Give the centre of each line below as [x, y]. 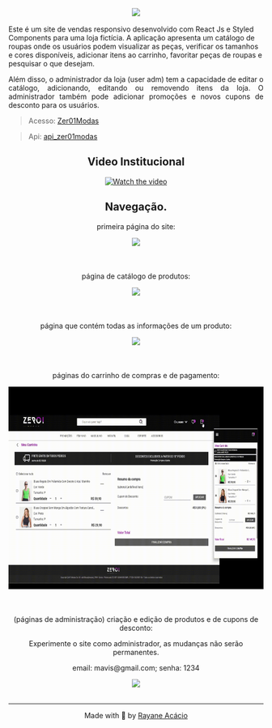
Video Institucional [136, 162]
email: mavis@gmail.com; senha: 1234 [136, 667]
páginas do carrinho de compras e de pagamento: [136, 375]
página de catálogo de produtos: [136, 276]
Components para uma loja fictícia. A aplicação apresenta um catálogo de [132, 38]
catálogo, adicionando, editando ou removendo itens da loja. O [136, 88]
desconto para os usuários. [54, 105]
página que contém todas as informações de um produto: [136, 326]
